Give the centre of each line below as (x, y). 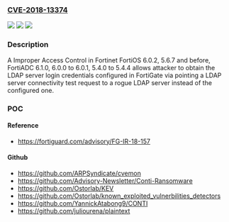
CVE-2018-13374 (38, 10)
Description (28, 45)
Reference (23, 126)
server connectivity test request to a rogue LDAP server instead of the (110, 82)
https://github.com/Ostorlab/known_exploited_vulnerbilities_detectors (119, 196)
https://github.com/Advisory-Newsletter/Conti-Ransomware (105, 181)
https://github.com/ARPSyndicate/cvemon (79, 173)
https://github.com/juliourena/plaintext (74, 211)
